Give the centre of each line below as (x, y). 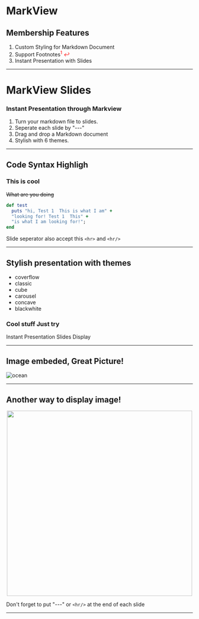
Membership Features (48, 33)
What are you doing (30, 194)
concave (25, 302)
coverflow (27, 277)
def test (17, 205)
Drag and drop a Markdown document (61, 134)
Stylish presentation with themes (69, 263)
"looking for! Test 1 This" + (50, 216)
